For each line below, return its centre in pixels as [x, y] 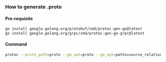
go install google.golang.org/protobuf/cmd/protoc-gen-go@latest [74, 29]
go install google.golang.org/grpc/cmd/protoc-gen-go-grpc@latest [75, 33]
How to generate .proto [33, 7]
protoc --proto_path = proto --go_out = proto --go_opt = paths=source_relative [84, 55]
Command [16, 44]
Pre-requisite [19, 19]
